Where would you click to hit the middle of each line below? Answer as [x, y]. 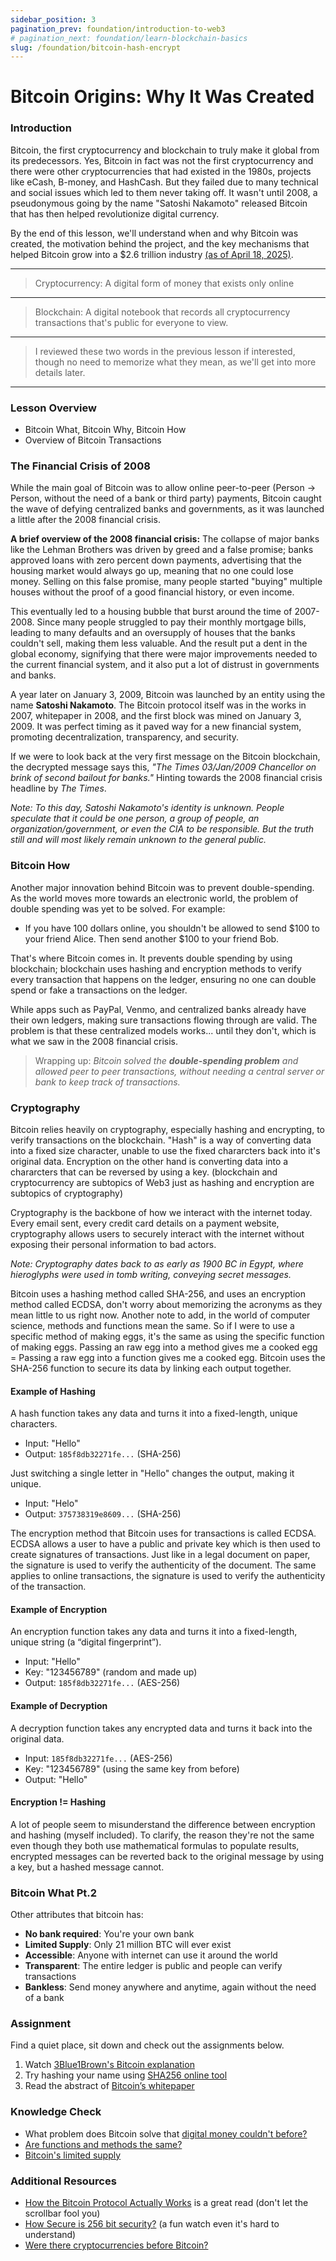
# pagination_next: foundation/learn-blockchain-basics [129, 38]
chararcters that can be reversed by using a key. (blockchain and [144, 1172]
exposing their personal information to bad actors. [113, 1244]
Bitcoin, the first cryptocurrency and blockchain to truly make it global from [165, 150]
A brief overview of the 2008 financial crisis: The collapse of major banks [165, 539]
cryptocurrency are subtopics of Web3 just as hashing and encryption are [162, 1182]
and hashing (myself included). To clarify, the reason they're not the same [162, 1835]
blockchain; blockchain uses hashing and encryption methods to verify [156, 968]
